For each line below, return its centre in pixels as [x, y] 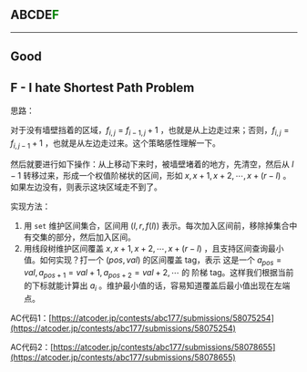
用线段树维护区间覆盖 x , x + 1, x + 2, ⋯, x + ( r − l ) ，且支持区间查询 [145, 248]
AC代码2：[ [32, 347]
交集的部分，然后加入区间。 [83, 237]
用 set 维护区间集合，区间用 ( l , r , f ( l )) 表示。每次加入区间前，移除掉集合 [156, 225]
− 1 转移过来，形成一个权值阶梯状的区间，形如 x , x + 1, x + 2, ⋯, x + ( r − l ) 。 [151, 175]
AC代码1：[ [31, 318]
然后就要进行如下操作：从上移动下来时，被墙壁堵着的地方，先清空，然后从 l [152, 164]
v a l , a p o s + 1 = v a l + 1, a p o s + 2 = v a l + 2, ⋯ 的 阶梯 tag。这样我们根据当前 [159, 274]
